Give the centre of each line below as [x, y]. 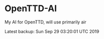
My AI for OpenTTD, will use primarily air [45, 22]
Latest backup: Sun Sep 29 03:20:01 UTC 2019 [52, 31]
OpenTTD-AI [31, 9]
